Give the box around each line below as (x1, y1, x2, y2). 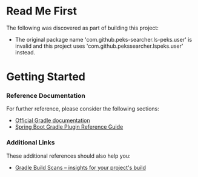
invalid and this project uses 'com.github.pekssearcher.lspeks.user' (15, 42, 183, 50)
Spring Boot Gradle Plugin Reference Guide (15, 123, 124, 130)
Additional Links (6, 138, 55, 147)
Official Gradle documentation (15, 117, 91, 124)
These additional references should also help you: (6, 152, 131, 159)
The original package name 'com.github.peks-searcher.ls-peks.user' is (15, 36, 193, 43)
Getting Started (6, 70, 86, 84)
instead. (15, 48, 36, 56)
